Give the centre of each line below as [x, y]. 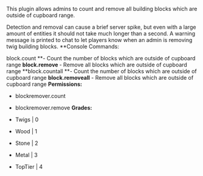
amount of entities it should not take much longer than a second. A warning [101, 33]
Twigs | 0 [27, 119]
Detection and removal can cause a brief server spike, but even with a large [101, 27]
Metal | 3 [26, 155]
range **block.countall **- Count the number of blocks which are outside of [101, 71]
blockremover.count [40, 96]
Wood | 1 [26, 131]
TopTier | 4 [29, 167]
